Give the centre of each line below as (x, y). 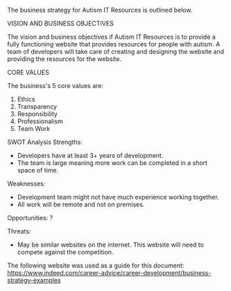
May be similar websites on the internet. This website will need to (111, 245)
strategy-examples (34, 280)
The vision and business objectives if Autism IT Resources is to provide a (112, 37)
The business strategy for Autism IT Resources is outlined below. (100, 10)
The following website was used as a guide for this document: (96, 265)
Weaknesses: (26, 184)
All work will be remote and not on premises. (81, 204)
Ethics (26, 99)
